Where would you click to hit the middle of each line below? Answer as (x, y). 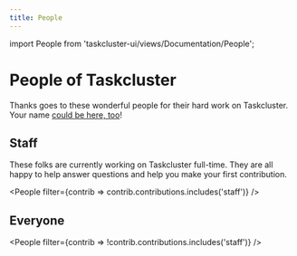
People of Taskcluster (93, 80)
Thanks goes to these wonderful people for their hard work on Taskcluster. (149, 105)
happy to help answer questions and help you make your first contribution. (148, 175)
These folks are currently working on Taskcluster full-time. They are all (141, 165)
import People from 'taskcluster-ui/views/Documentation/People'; (132, 43)
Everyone (37, 220)
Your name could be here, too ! (66, 115)
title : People (36, 18)
